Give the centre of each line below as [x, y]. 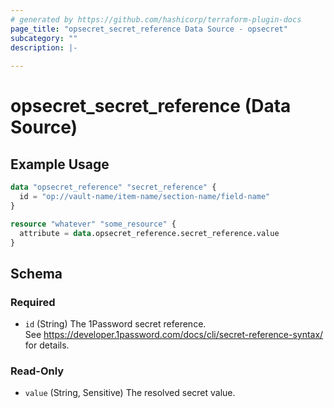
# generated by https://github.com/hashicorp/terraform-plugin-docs [156, 19]
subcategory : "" [44, 38]
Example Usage [60, 164]
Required [33, 302]
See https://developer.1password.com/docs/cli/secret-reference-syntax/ [174, 335]
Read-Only [37, 371]
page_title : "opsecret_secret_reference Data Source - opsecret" [149, 29]
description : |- [44, 47]
